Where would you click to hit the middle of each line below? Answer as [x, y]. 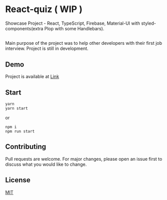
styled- [149, 23]
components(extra [24, 28]
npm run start [20, 131]
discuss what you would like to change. [46, 164]
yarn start [17, 108]
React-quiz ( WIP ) [44, 9]
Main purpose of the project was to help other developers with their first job [84, 43]
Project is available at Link [32, 77]
